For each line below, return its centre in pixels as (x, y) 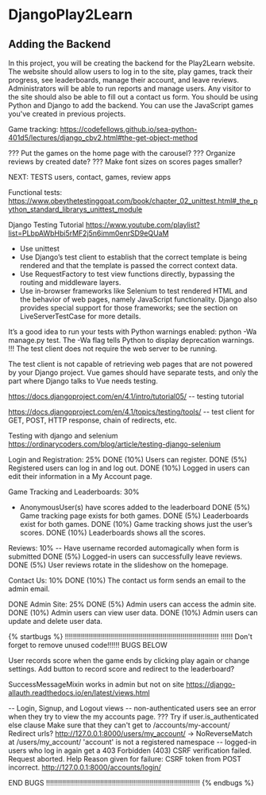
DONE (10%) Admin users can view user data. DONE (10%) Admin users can (133, 613)
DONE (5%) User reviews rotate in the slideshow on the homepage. (118, 565)
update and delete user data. (56, 621)
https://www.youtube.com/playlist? (143, 225)
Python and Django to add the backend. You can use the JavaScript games (131, 105)
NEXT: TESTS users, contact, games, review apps (90, 177)
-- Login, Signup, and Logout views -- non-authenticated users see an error (132, 708)
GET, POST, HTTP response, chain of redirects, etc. (93, 420)
